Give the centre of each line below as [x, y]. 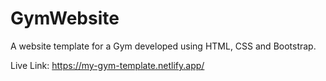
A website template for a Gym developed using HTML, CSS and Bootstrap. [163, 46]
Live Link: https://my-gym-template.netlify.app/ [107, 65]
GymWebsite [65, 18]
